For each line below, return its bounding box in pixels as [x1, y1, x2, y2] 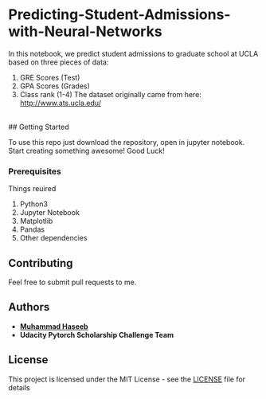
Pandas [19, 225, 45, 234]
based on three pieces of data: [8, 57, 109, 67]
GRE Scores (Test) [19, 72, 80, 82]
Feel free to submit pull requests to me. [8, 277, 137, 288]
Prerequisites [8, 166, 61, 177]
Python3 [19, 199, 48, 209]
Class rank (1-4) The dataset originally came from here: [19, 89, 201, 99]
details [8, 382, 30, 392]
